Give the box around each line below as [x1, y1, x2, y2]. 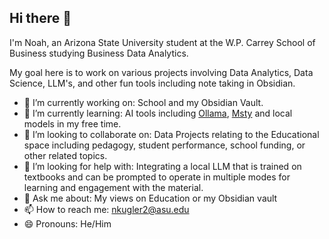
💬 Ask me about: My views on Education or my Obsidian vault [23, 192, 278, 204]
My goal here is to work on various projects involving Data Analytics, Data [9, 66, 314, 78]
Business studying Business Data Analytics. [9, 47, 189, 59]
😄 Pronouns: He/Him [23, 217, 112, 230]
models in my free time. [23, 117, 122, 130]
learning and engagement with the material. [23, 181, 204, 193]
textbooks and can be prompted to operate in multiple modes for [23, 171, 291, 183]
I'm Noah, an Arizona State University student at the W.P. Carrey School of [9, 36, 316, 48]
